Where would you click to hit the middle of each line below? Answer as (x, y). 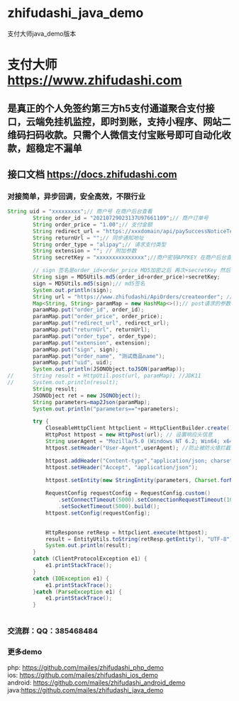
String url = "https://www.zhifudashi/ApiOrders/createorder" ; (128, 297)
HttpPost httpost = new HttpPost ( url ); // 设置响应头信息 (129, 435)
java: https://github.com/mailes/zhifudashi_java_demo (85, 690)
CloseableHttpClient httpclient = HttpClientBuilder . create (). (140, 428)
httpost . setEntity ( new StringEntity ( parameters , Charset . (133, 480)
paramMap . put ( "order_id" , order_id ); (88, 310)
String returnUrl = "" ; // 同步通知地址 (88, 238)
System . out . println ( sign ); (73, 290)
